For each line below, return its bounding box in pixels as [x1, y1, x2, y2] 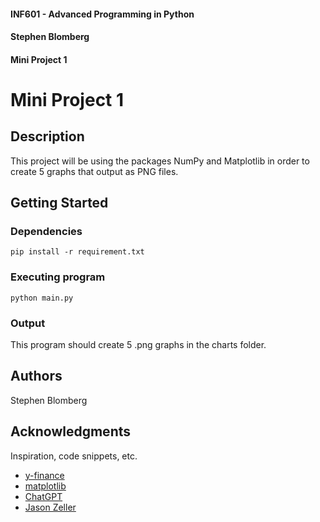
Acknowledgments [10, 423, 132, 440]
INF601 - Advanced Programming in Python [10, 8, 195, 20]
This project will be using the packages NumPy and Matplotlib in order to [10, 155, 310, 167]
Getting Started [10, 195, 109, 212]
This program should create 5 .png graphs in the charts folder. [10, 339, 267, 351]
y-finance [24, 469, 65, 481]
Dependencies [10, 225, 83, 239]
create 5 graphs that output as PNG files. [10, 165, 179, 177]
